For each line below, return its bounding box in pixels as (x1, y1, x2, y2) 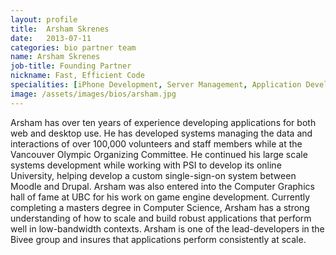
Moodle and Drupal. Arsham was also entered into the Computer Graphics (10, 180, 315, 192)
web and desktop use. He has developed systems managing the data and (10, 127, 313, 139)
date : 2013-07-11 (10, 33, 92, 43)
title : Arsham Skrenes (10, 24, 110, 34)
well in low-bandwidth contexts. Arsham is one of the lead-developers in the (10, 222, 325, 235)
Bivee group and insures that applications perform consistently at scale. (10, 233, 307, 245)
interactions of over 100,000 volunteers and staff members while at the (10, 137, 303, 150)
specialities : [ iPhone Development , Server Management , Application (10, 80, 302, 90)
